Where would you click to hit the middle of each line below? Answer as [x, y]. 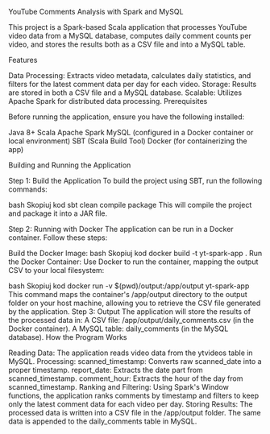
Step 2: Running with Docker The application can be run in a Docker [121, 229]
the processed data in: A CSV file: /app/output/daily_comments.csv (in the [131, 320]
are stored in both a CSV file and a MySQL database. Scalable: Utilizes [125, 93]
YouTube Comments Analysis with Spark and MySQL [96, 12]
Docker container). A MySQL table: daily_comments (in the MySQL [118, 329]
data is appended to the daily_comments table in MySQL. [103, 421]
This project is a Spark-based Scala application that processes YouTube [128, 27]
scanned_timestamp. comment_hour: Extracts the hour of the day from [126, 378]
